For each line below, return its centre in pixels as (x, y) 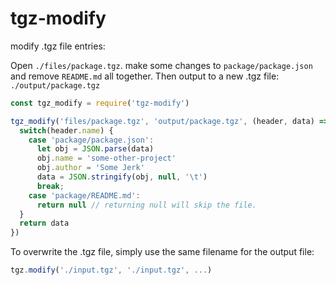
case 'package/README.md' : (84, 195)
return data (44, 223)
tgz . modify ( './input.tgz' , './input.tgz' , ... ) (111, 270)
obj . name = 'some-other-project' (106, 158)
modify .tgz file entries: (58, 46)
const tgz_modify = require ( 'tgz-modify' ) (100, 103)
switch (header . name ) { (66, 130)
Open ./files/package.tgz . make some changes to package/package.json (161, 65)
